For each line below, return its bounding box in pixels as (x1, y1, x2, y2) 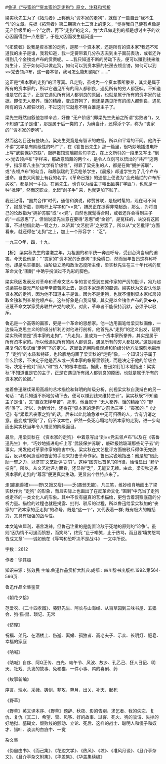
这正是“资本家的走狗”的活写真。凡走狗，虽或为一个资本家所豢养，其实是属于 (5, 79, 161, 85)
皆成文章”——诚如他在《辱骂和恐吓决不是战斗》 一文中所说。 (5, 536, 130, 542)
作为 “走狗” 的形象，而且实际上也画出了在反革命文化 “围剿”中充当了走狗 (13, 488, 160, 494)
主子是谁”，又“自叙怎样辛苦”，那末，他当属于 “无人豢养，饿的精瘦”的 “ (5, 399, 149, 405)
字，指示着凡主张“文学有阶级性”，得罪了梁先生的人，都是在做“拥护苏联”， (5, 163, 156, 168)
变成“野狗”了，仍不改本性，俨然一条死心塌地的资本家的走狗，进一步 (18, 418, 157, 423)
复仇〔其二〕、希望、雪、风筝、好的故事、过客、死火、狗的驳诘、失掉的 (13, 714, 159, 720)
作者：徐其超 (5, 557, 31, 562)
